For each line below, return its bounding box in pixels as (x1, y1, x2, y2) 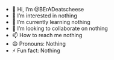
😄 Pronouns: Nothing (11, 40, 66, 47)
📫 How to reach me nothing (11, 32, 83, 38)
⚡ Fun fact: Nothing (11, 47, 60, 54)
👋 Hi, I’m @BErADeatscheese (11, 6, 84, 13)
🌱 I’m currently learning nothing (11, 19, 90, 25)
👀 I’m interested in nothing (11, 12, 77, 19)
